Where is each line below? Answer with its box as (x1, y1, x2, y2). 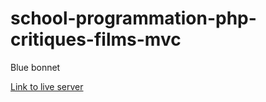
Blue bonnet (10, 61, 61, 73)
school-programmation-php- (10, 7, 257, 30)
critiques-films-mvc (10, 28, 182, 51)
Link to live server (10, 80, 84, 92)
